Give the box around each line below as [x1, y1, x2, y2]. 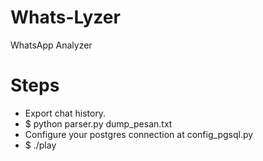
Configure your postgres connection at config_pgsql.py [24, 128, 254, 140]
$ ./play [24, 139, 57, 151]
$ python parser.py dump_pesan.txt [24, 117, 173, 130]
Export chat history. [24, 107, 107, 119]
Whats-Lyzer [10, 6, 121, 29]
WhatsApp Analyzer [10, 39, 93, 51]
